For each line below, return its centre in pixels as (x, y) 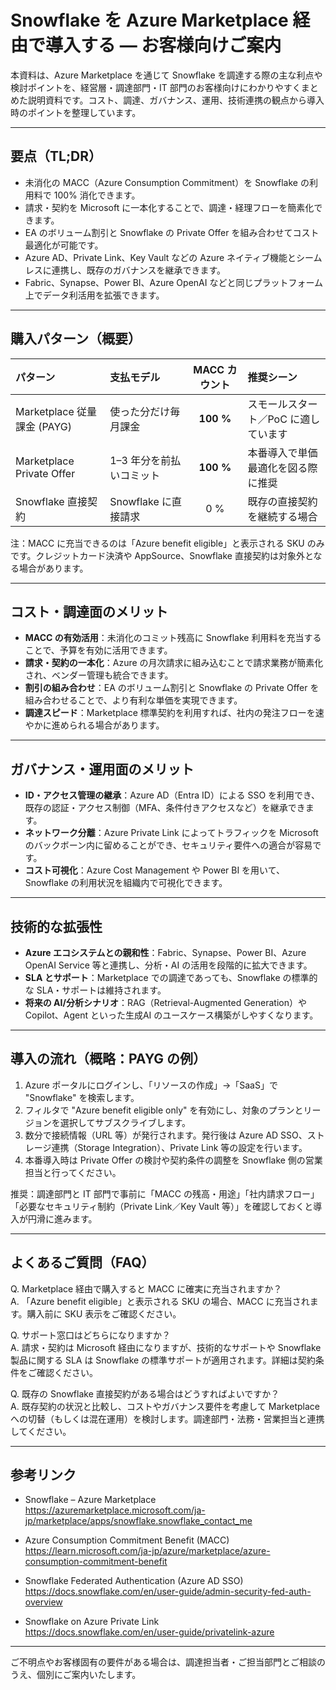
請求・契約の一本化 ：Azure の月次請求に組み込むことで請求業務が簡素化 (174, 663)
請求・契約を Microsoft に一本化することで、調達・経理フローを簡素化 (169, 207)
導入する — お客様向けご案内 (163, 45)
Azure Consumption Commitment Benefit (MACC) (127, 1540)
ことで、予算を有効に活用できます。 (98, 650)
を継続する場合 (282, 516)
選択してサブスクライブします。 (125, 1122)
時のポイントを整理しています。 (76, 112)
